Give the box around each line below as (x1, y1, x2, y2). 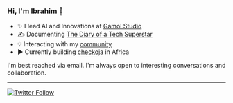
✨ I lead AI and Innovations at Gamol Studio (17, 22, 142, 30)
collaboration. (7, 68, 46, 77)
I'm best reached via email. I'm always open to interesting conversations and (7, 62, 226, 70)
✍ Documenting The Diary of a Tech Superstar (17, 30, 153, 39)
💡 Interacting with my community (17, 40, 112, 48)
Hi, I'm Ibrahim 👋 (7, 6, 64, 16)
